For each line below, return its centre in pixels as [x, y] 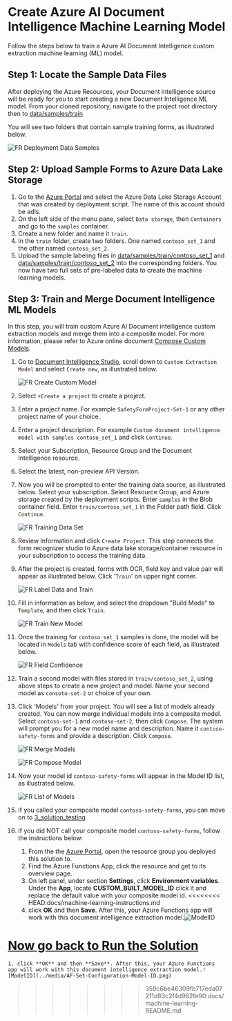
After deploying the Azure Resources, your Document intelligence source [112, 91]
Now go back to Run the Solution [103, 945]
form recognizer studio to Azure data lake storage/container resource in [120, 548]
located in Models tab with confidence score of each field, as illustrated [118, 644]
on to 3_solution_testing [51, 817]
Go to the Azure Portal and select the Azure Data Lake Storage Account [119, 197]
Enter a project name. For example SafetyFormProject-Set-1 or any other [121, 409]
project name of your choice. [59, 417]
